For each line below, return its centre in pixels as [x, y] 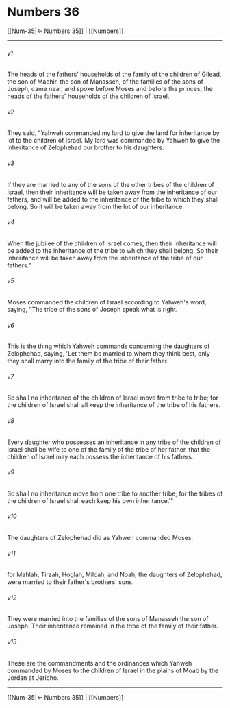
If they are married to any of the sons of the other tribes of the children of [111, 184]
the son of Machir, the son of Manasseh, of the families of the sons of [105, 82]
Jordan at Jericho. [33, 678]
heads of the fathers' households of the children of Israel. [88, 96]
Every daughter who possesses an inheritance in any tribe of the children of [114, 442]
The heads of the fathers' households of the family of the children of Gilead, [114, 74]
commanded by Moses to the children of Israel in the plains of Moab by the [113, 670]
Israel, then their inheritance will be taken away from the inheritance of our [112, 192]
